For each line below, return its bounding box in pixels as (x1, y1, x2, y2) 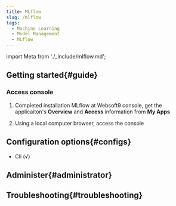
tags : (6, 20, 20, 26)
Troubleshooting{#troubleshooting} (6, 190, 143, 201)
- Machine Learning (11, 25, 60, 32)
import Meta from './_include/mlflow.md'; (6, 53, 106, 60)
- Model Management (11, 31, 60, 37)
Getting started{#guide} (6, 70, 98, 81)
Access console (6, 88, 54, 96)
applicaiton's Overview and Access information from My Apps (14, 108, 170, 115)
